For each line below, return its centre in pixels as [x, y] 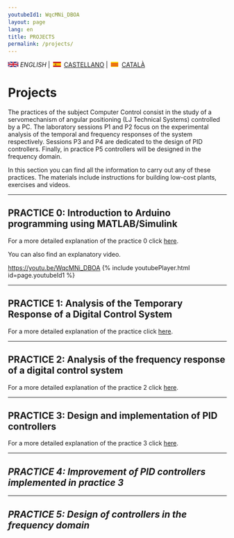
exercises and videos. [39, 185]
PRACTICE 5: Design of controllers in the [97, 514]
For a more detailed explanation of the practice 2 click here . [93, 387]
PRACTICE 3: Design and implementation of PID [113, 415]
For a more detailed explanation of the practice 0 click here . [93, 241]
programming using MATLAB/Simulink [93, 224]
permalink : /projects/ [41, 44]
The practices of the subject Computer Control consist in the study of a [110, 112]
